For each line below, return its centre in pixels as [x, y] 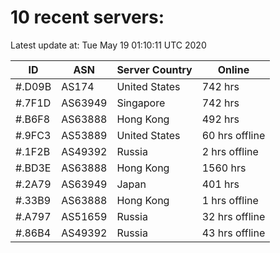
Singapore [141, 103]
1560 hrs [224, 168]
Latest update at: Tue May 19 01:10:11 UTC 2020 [108, 45]
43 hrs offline [233, 233]
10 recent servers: [87, 17]
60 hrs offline [233, 135]
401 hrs [220, 184]
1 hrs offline [230, 200]
